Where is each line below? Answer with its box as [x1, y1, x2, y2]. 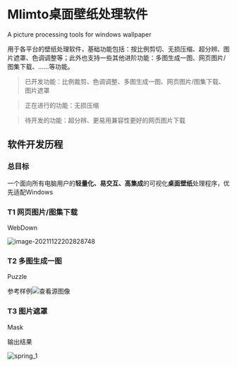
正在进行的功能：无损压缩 [24, 101, 99, 109]
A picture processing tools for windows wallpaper [7, 30, 152, 39]
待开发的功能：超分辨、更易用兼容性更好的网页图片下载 [24, 116, 186, 124]
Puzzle [7, 273, 28, 281]
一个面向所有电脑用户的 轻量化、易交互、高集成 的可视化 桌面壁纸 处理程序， [7, 179, 224, 187]
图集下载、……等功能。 [7, 62, 74, 70]
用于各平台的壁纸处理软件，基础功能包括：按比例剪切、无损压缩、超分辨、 [7, 44, 224, 53]
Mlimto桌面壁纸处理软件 [7, 6, 148, 23]
